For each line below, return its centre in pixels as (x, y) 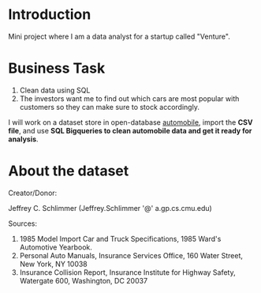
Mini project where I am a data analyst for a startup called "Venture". (119, 36)
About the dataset (69, 171)
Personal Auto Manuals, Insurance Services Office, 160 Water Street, (131, 255)
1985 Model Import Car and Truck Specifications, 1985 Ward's (120, 239)
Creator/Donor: (33, 193)
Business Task (57, 68)
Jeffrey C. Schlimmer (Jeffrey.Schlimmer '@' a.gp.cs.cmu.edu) (110, 208)
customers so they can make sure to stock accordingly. (109, 107)
